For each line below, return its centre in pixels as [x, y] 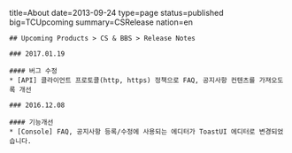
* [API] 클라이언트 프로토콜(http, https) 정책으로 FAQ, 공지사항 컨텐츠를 [132, 80]
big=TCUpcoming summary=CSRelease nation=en [101, 22]
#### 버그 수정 [33, 71]
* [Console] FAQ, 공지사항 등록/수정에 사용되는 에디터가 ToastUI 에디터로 [132, 132]
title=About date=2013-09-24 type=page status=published [116, 13]
